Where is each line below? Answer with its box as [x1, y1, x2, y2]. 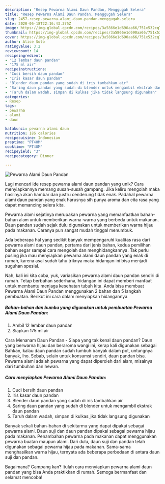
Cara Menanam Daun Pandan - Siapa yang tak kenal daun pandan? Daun [5, 337, 153, 343]
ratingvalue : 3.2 [5, 44, 41, 49]
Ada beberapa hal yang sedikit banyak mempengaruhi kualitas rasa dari [5, 237, 150, 242]
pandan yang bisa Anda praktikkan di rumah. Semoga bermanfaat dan [5, 469, 147, 475]
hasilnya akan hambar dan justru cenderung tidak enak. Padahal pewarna [5, 191, 154, 197]
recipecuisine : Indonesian [5, 135, 60, 140]
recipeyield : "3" [5, 149, 41, 154]
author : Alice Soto [5, 39, 45, 44]
